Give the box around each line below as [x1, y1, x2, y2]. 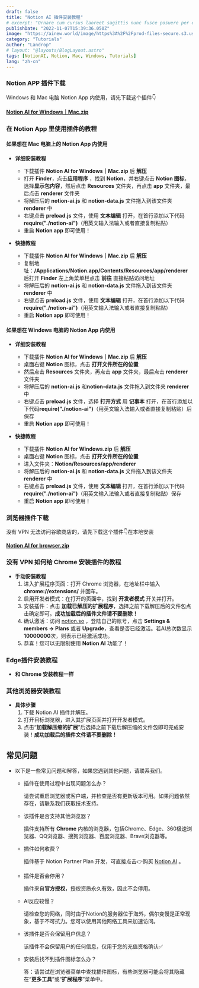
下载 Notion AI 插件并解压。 [23, 709, 91, 716]
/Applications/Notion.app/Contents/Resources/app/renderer [34, 267, 188, 274]
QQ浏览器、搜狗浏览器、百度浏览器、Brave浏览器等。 [39, 833, 171, 840]
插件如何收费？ [23, 845, 60, 852]
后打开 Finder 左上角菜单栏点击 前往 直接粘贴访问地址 [23, 274, 155, 281]
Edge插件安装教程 [6, 656, 58, 664]
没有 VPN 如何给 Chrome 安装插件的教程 [6, 558, 121, 567]
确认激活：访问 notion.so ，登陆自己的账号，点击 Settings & [23, 617, 171, 624]
